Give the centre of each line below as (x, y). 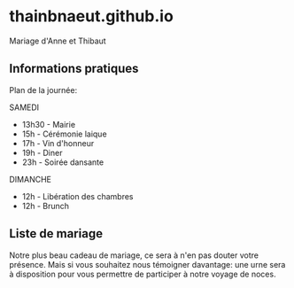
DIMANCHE (30, 179)
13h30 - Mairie (49, 124)
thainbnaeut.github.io (92, 16)
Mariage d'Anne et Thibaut (58, 41)
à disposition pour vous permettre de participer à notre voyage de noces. (143, 274)
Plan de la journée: (43, 90)
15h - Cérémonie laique (65, 134)
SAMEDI (24, 107)
